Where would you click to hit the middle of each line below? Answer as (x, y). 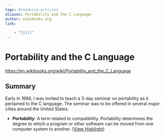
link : (11, 23)
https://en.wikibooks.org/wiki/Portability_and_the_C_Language (68, 71)
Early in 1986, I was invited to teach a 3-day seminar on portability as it (77, 98)
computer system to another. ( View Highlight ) (58, 129)
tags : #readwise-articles (32, 10)
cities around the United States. (37, 109)
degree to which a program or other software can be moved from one (83, 124)
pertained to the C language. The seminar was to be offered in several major (82, 103)
